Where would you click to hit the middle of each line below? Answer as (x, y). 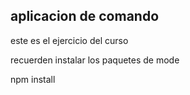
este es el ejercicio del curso (69, 40)
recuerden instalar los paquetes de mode (95, 60)
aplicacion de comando (85, 16)
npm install (33, 79)
